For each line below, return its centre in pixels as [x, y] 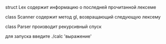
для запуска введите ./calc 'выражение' [49, 36]
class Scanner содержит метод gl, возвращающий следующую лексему [83, 17]
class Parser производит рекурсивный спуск [53, 26]
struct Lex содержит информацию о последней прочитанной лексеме [81, 7]
